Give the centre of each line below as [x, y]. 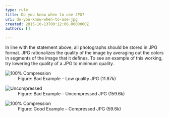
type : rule [17, 10]
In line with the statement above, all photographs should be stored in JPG [81, 47]
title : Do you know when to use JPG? [45, 15]
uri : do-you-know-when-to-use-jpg [42, 19]
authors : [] [18, 29]
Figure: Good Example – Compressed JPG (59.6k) [69, 109]
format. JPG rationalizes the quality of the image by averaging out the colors [84, 53]
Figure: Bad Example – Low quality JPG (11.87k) [67, 79]
